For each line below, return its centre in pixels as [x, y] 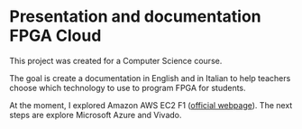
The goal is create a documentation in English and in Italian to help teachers [150, 78]
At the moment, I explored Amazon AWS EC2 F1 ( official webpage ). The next [151, 105]
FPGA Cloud [55, 36]
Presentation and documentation [135, 17]
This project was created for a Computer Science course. [116, 60]
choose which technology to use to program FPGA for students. [128, 88]
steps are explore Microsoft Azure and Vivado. [96, 115]
